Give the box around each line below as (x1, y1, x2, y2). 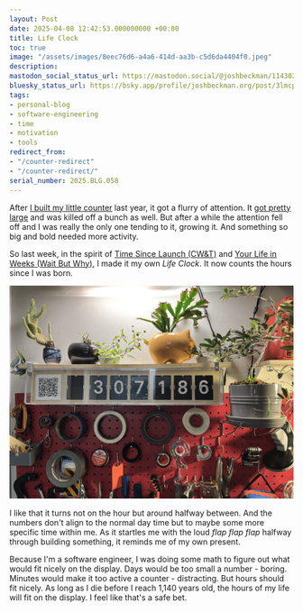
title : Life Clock (9, 33, 78, 42)
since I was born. (9, 267, 74, 279)
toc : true (9, 43, 47, 52)
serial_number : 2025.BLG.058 (9, 176, 119, 185)
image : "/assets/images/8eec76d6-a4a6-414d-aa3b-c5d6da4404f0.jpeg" (9, 52, 272, 62)
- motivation (9, 129, 59, 138)
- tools (9, 138, 39, 148)
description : (9, 62, 59, 71)
